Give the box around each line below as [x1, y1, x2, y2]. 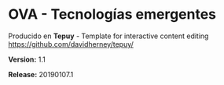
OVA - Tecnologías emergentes [8, 5, 217, 23]
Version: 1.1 [8, 55, 46, 64]
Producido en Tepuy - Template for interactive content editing [8, 31, 209, 41]
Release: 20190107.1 [8, 69, 74, 79]
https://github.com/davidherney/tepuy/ [8, 39, 134, 48]
